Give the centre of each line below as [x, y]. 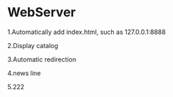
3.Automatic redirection [42, 59]
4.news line [24, 73]
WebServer [42, 12]
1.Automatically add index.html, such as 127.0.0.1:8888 [86, 32]
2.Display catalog [33, 45]
